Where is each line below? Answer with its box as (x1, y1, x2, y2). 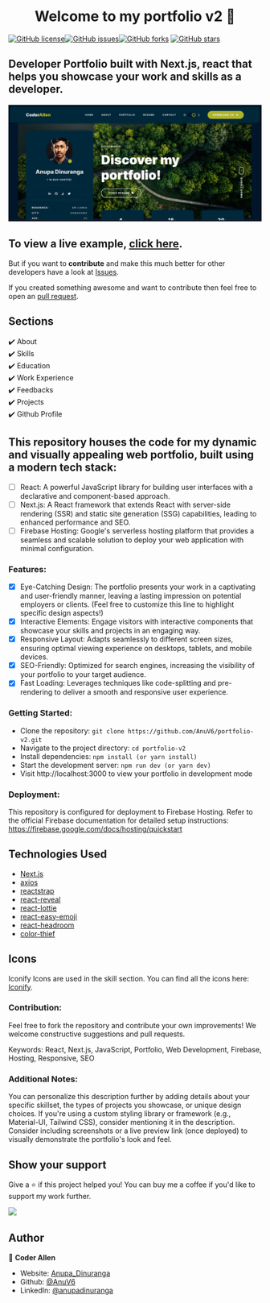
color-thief (19, 928, 55, 938)
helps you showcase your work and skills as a (8, 70, 242, 84)
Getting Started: (8, 708, 73, 719)
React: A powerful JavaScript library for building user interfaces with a (19, 482, 253, 492)
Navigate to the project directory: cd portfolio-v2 (19, 743, 186, 753)
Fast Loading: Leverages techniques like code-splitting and (19, 678, 216, 688)
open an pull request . (8, 291, 79, 301)
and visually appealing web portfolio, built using (8, 448, 255, 462)
